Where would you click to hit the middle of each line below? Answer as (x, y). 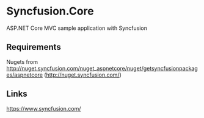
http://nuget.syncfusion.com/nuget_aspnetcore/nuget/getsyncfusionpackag (102, 68)
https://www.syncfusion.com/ (44, 108)
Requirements (34, 47)
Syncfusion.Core (50, 11)
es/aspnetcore (24, 75)
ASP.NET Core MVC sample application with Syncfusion (77, 28)
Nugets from (22, 61)
